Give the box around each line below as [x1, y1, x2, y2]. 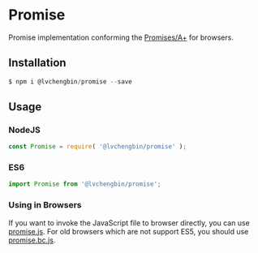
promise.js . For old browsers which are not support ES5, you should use [8, 226, 249, 236]
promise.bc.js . [8, 235, 56, 245]
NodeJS [8, 124, 41, 135]
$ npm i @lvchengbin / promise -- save [8, 77, 132, 86]
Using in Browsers [8, 199, 82, 211]
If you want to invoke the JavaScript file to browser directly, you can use [8, 217, 250, 228]
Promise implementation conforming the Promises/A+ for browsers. [8, 32, 234, 42]
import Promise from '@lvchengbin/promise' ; [8, 180, 161, 188]
